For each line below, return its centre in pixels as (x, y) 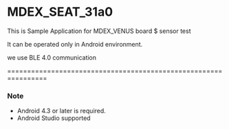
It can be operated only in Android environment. (75, 44)
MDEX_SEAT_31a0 (60, 12)
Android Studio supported (54, 118)
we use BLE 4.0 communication (52, 57)
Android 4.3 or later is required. (62, 111)
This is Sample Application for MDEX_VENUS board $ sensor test (99, 31)
